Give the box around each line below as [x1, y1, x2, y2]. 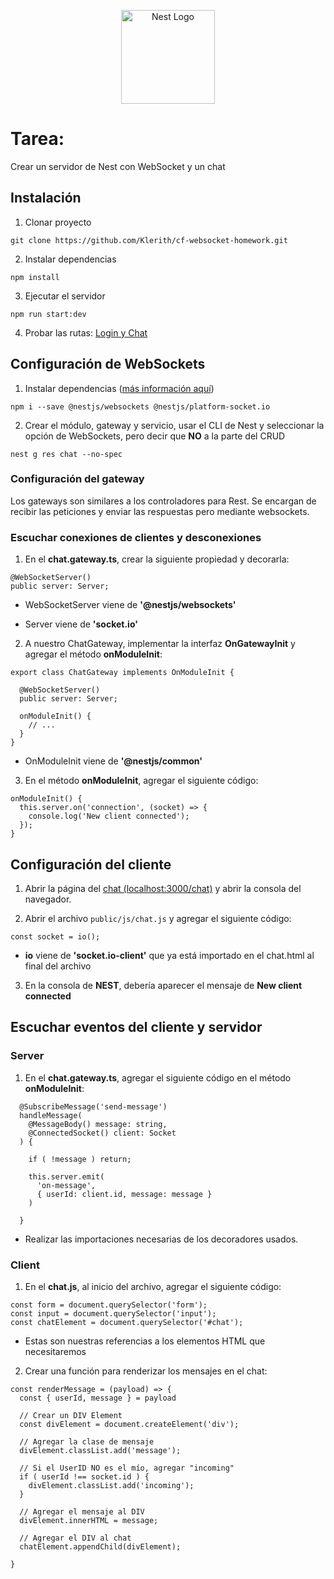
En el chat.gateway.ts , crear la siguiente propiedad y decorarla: [24, 553, 290, 565]
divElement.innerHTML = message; [19, 1515, 159, 1525]
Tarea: [10, 128, 65, 150]
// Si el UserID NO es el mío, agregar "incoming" [19, 1463, 235, 1473]
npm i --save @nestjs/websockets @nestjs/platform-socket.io [10, 401, 271, 412]
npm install [10, 272, 60, 282]
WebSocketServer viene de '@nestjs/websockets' [24, 599, 237, 611]
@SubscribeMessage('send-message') [19, 1101, 168, 1112]
